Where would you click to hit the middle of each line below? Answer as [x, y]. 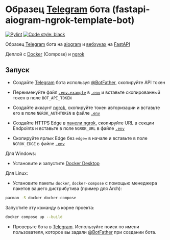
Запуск [17, 70]
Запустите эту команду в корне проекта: [50, 207]
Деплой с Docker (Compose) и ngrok [45, 54]
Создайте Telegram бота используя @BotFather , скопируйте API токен [89, 82]
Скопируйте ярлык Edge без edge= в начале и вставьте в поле [80, 138]
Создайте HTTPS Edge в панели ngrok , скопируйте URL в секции [83, 123]
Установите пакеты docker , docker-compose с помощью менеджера [85, 183]
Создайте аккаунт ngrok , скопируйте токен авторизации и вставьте [86, 108]
